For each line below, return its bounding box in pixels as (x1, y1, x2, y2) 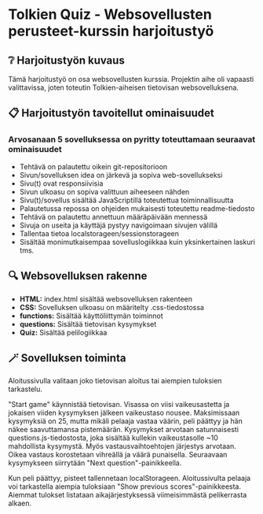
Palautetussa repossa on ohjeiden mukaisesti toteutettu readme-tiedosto (19, 203, 255, 213)
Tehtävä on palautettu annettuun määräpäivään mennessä (19, 212, 208, 221)
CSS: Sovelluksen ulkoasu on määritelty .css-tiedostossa (19, 302, 204, 312)
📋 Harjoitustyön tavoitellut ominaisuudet (8, 106, 214, 120)
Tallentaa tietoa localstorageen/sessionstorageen (19, 228, 179, 238)
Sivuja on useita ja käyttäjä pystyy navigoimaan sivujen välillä (19, 220, 218, 230)
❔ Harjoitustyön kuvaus (8, 54, 126, 67)
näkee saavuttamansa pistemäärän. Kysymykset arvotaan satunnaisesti (8, 425, 239, 434)
